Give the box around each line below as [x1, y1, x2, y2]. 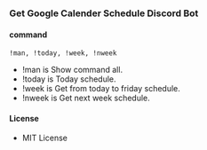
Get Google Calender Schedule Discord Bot [9, 7, 199, 20]
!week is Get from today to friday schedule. [21, 83, 180, 94]
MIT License [21, 132, 68, 144]
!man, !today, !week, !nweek [9, 49, 117, 58]
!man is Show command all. [21, 65, 123, 75]
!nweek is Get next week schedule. [21, 92, 151, 104]
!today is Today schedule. [21, 74, 117, 84]
